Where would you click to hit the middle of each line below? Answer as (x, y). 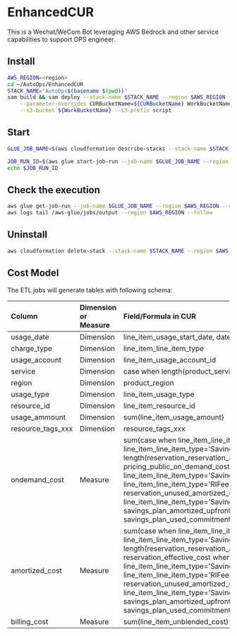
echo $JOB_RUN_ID (33, 168)
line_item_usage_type (159, 394)
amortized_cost (36, 570)
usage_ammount (38, 417)
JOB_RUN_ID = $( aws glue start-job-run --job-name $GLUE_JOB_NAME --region (118, 161)
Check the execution (54, 190)
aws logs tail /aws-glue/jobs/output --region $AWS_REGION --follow (110, 213)
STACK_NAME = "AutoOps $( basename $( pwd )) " (68, 91)
